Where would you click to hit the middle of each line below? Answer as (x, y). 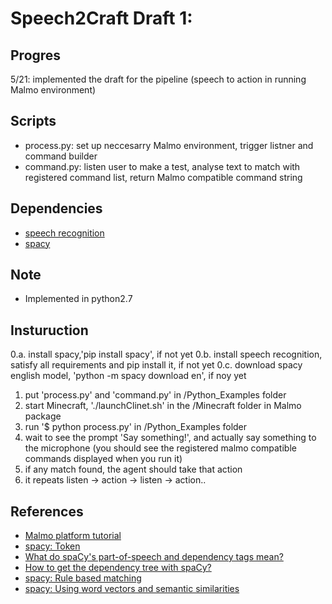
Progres (36, 55)
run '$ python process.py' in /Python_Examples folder (136, 427)
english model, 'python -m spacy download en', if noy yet (128, 376)
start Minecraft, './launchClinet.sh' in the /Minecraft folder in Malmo (163, 406)
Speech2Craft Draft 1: (101, 18)
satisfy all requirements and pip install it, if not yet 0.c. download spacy (156, 365)
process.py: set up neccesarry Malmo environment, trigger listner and (169, 145)
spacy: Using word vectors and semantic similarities (132, 589)
